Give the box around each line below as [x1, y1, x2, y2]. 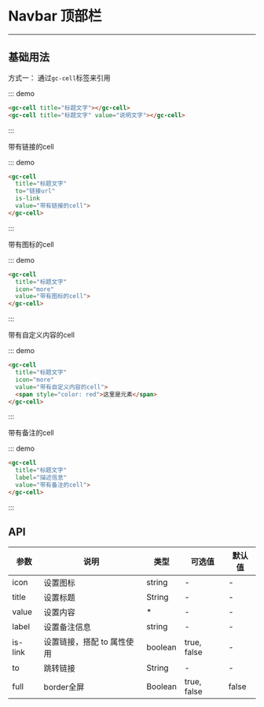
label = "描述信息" [15, 473, 68, 482]
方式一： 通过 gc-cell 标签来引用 [8, 72, 112, 83]
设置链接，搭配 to [43, 636, 108, 647]
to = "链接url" [15, 187, 56, 195]
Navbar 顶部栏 [8, 7, 102, 25]
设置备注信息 [43, 621, 92, 632]
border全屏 [43, 681, 85, 692]
